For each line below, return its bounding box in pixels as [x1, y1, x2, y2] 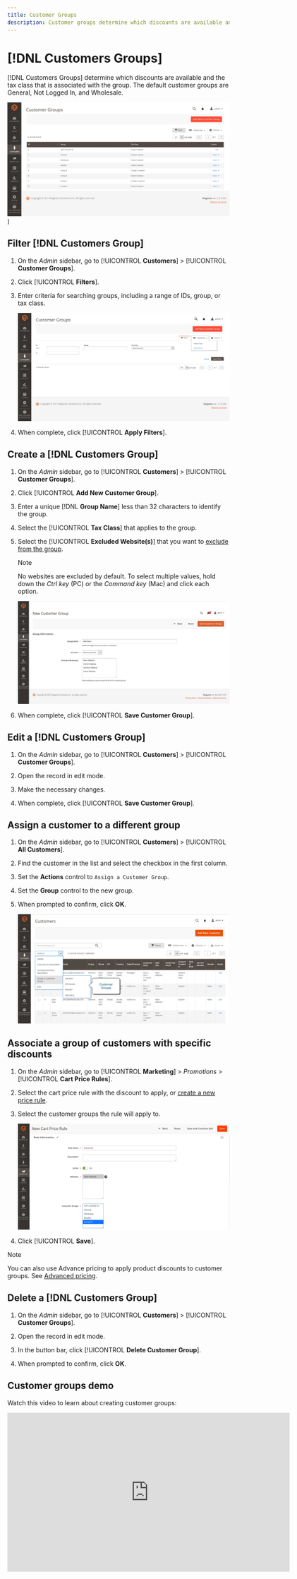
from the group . [17, 544, 63, 553]
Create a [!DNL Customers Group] [7, 448, 159, 460]
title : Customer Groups [7, 11, 78, 18]
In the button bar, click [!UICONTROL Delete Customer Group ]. [17, 1345, 201, 1354]
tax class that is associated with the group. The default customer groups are [7, 81, 229, 90]
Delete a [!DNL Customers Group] [7, 1292, 157, 1304]
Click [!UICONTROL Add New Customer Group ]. [17, 488, 159, 497]
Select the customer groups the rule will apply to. [17, 1109, 161, 1118]
